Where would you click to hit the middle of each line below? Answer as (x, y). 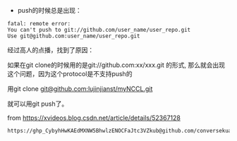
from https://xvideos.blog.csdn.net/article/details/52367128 (94, 118)
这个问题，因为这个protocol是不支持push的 (70, 74)
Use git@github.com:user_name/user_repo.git (74, 36)
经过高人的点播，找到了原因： (50, 50)
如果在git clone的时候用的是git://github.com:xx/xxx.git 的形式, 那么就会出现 (116, 65)
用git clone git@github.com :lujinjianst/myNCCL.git (80, 89)
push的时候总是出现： (50, 10)
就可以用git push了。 (38, 104)
